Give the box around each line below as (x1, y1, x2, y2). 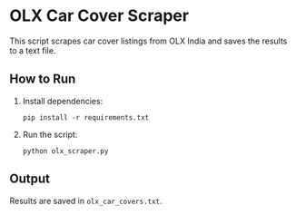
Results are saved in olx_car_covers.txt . (9, 195, 163, 206)
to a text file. (9, 44, 56, 55)
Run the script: (22, 129, 78, 140)
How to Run (9, 72, 76, 87)
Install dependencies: (22, 95, 104, 106)
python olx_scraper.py (22, 146, 109, 155)
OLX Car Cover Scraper (9, 5, 189, 26)
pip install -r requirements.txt (22, 112, 150, 122)
